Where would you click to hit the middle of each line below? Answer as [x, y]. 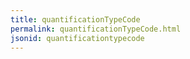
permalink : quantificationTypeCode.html [96, 29]
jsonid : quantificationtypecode [77, 38]
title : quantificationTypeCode [75, 19]
